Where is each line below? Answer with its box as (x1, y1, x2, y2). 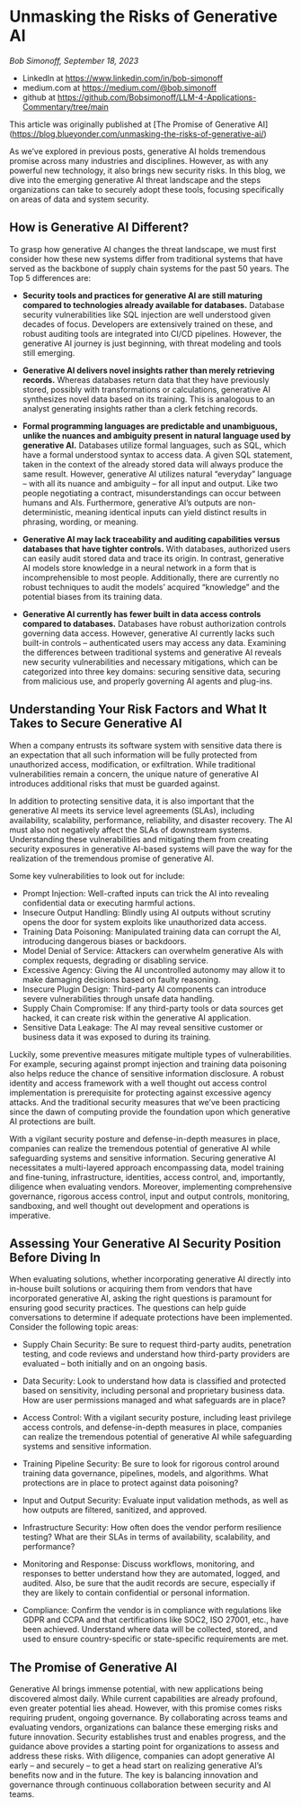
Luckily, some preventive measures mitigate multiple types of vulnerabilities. (9, 1049, 292, 1059)
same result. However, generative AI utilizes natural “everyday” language (22, 468, 292, 479)
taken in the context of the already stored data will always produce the (22, 459, 284, 469)
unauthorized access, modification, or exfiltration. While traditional (9, 758, 256, 769)
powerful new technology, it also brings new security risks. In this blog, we (9, 165, 286, 176)
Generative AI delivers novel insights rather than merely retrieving (22, 365, 275, 376)
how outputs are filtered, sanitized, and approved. (22, 1504, 208, 1515)
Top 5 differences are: (9, 272, 92, 283)
